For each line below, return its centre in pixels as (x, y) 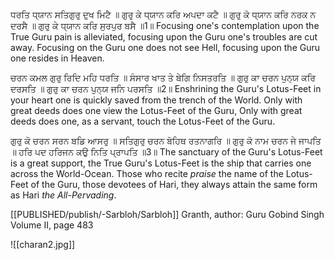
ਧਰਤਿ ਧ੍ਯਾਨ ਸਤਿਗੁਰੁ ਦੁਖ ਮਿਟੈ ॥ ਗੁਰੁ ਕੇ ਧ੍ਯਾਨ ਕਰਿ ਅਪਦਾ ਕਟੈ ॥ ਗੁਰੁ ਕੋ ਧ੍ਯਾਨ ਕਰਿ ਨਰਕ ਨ (163, 14)
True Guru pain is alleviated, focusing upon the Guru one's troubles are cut (164, 37)
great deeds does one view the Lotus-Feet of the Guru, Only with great (156, 110)
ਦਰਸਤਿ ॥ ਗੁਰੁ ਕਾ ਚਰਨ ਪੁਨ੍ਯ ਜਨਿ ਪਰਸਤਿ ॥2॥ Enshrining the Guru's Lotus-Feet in (166, 88)
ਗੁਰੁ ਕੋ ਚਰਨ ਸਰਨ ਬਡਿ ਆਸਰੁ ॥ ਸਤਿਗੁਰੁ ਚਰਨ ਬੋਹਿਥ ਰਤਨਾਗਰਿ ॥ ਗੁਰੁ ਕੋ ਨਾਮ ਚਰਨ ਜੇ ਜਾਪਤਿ (166, 140)
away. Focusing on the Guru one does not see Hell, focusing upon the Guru (165, 47)
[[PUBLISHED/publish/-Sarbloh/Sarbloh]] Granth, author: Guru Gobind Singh (167, 214)
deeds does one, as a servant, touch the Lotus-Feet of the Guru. (143, 121)
